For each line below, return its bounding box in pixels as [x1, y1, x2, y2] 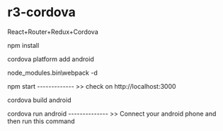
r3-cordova [7, 4, 76, 20]
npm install [7, 41, 40, 49]
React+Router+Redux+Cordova [7, 27, 99, 36]
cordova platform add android [7, 54, 94, 63]
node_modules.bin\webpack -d [7, 68, 98, 77]
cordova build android [7, 96, 72, 104]
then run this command [7, 117, 76, 125]
